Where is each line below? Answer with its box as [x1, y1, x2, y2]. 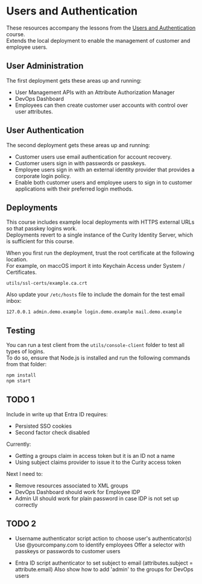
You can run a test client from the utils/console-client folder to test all [6, 341, 185, 349]
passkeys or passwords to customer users [14, 547, 121, 554]
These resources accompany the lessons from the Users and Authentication [6, 24, 196, 31]
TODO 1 [6, 395, 35, 405]
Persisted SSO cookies [14, 422, 72, 430]
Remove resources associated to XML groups [14, 481, 128, 489]
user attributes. [14, 107, 53, 115]
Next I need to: [6, 470, 43, 477]
